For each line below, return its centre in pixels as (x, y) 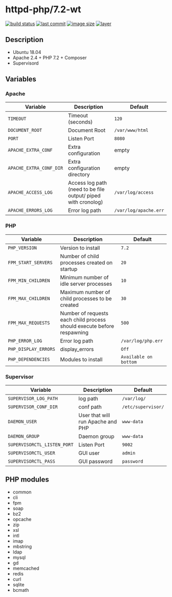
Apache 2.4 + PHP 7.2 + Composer (50, 57)
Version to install (80, 248)
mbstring (22, 546)
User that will (94, 415)
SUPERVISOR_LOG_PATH (33, 399)
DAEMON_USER (23, 422)
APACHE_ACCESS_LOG (30, 193)
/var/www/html (131, 130)
